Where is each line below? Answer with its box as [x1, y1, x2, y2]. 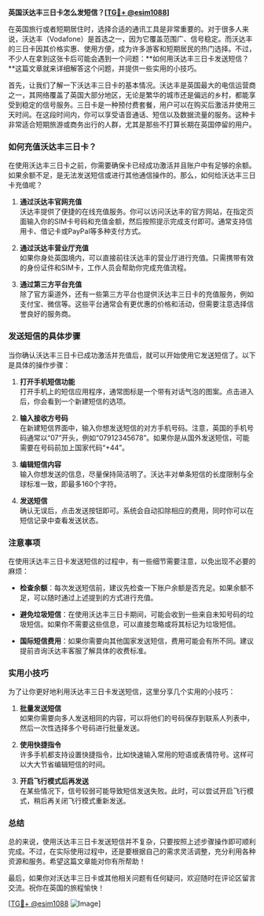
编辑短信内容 [19, 460, 61, 469]
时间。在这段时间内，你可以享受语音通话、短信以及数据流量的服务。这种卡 [14, 110, 256, 119]
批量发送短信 [19, 704, 61, 713]
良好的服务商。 [26, 309, 75, 319]
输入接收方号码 [19, 413, 68, 423]
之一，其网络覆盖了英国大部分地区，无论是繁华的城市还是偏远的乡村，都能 [8, 90, 249, 99]
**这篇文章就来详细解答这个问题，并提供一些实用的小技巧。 [8, 64, 202, 73]
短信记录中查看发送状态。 [19, 515, 103, 525]
